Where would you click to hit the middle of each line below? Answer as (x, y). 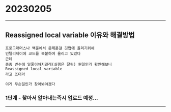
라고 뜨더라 (15, 74)
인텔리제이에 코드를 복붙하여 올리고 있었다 (43, 53)
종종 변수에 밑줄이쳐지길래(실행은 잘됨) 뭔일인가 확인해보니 (59, 64)
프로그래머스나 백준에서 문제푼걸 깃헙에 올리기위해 (50, 48)
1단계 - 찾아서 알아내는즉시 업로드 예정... (52, 98)
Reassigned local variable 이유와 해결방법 (70, 35)
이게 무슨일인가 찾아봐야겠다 (30, 84)
